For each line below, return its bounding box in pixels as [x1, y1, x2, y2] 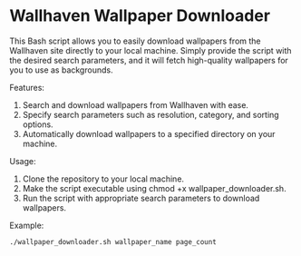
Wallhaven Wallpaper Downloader [9, 5, 270, 26]
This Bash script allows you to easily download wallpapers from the [9, 35, 261, 46]
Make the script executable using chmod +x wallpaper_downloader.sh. [22, 182, 287, 193]
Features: [9, 82, 45, 93]
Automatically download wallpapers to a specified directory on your [22, 128, 276, 139]
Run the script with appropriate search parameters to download [22, 192, 260, 203]
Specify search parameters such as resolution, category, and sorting [22, 109, 279, 120]
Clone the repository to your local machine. [22, 173, 184, 184]
